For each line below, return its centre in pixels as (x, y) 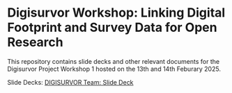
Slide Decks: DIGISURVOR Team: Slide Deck (70, 82)
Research (36, 42)
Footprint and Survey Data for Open (112, 27)
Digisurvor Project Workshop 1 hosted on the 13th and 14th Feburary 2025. (114, 69)
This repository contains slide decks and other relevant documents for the (114, 61)
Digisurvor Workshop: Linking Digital (116, 13)
